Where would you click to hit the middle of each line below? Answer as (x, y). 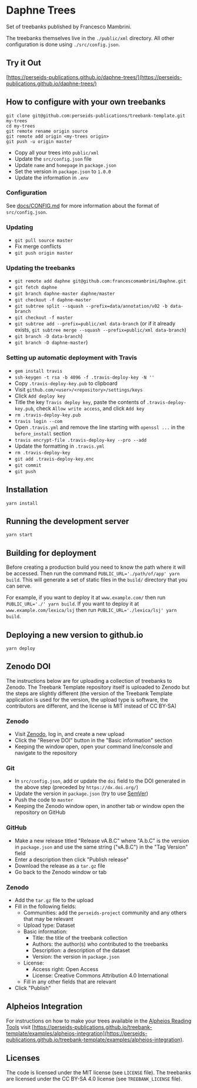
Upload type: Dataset (49, 925)
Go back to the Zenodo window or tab (61, 872)
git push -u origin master (39, 141)
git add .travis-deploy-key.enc (54, 459)
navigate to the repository (46, 753)
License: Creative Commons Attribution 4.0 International (100, 975)
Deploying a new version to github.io (75, 635)
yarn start (19, 535)
